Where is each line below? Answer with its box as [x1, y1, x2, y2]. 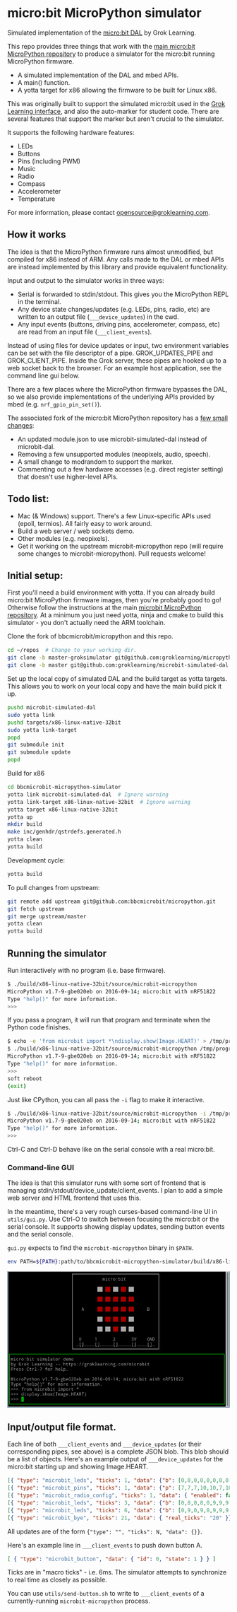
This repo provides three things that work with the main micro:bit [7, 42, 195, 50]
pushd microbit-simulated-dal [7, 704, 97, 711]
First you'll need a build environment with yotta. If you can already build [7, 588, 215, 597]
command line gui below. [7, 371, 80, 380]
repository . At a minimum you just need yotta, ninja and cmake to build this [7, 611, 224, 619]
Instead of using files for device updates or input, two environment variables [7, 341, 229, 349]
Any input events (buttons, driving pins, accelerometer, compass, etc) [17, 320, 221, 328]
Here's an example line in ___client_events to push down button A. [7, 1541, 202, 1549]
